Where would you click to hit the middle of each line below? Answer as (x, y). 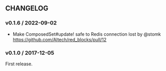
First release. (19, 64)
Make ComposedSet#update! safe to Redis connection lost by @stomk (87, 34)
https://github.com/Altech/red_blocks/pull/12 (60, 39)
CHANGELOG (27, 8)
